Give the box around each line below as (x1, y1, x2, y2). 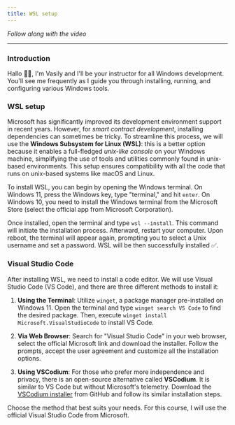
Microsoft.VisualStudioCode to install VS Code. (17, 318, 154, 326)
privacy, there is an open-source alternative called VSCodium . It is (17, 375, 210, 383)
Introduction (7, 53, 50, 63)
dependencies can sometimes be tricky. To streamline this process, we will (7, 132, 224, 141)
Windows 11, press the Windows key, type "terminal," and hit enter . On (7, 190, 211, 199)
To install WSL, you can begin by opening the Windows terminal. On (7, 183, 203, 192)
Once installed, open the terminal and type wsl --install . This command (7, 219, 219, 227)
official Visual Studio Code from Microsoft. (7, 410, 129, 419)
